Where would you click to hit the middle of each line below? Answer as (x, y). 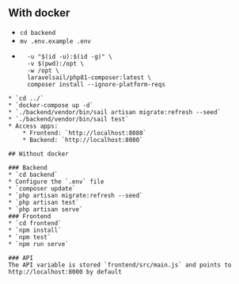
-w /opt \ (43, 71)
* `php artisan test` (44, 202)
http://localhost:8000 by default (65, 272)
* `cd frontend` (35, 223)
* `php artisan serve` (46, 209)
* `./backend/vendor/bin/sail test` (68, 119)
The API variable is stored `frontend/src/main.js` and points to (120, 265)
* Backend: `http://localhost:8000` (83, 140)
